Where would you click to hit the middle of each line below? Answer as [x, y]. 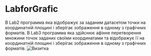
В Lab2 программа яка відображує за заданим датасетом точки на [75, 22]
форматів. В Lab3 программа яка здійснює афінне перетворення [73, 33]
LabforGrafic [32, 9]
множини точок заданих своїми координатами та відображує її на [75, 38]
